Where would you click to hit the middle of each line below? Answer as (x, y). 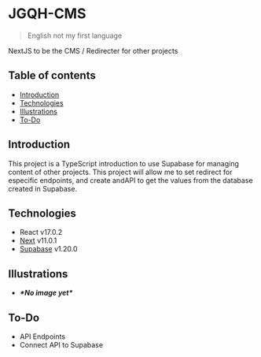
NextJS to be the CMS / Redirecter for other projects (93, 50)
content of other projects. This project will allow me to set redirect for (120, 172)
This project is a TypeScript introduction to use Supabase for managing (124, 163)
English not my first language (75, 35)
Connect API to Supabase (61, 345)
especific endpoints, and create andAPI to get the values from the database (130, 180)
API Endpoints (42, 337)
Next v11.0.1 (38, 240)
